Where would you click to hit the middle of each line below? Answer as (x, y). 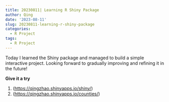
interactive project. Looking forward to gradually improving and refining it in (85, 63)
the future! (16, 68)
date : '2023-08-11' (26, 19)
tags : (11, 39)
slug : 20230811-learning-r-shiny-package (50, 24)
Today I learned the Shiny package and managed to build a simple (75, 58)
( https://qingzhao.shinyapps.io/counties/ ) (56, 94)
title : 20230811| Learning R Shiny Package (52, 10)
